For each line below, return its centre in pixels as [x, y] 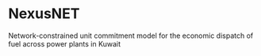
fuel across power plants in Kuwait [65, 43]
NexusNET [44, 14]
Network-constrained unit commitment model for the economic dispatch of [131, 35]
